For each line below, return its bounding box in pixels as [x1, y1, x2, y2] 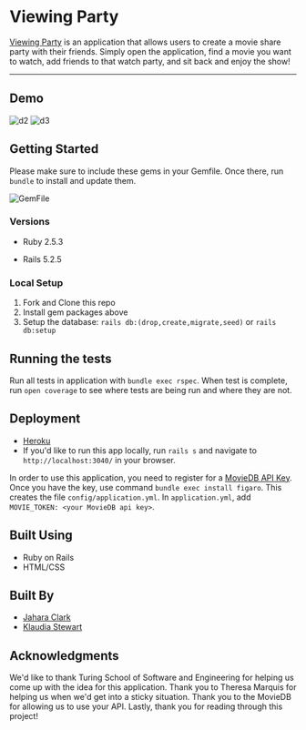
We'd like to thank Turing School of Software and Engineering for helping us [9, 672, 294, 684]
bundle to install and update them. [9, 175, 137, 186]
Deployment [9, 411, 81, 427]
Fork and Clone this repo [22, 298, 116, 309]
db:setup [22, 326, 56, 336]
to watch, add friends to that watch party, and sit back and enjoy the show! [9, 56, 291, 66]
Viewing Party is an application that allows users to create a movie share [9, 36, 281, 47]
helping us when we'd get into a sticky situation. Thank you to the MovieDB [9, 692, 291, 703]
